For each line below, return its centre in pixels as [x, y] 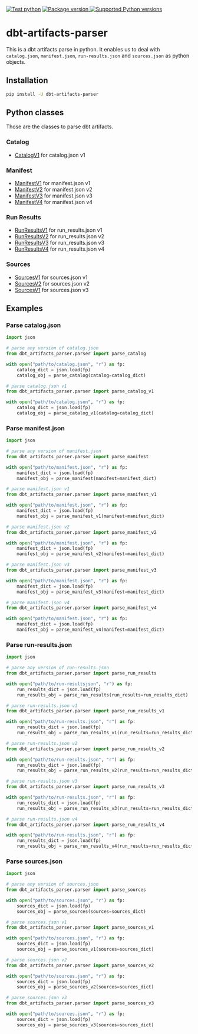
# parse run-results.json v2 [42, 743]
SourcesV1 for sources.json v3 [52, 290]
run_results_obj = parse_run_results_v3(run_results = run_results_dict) [106, 808]
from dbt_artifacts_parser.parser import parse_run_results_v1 [85, 711]
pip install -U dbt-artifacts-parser [52, 94]
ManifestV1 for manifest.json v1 [52, 183]
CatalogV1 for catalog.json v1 [50, 155]
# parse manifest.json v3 [38, 565]
